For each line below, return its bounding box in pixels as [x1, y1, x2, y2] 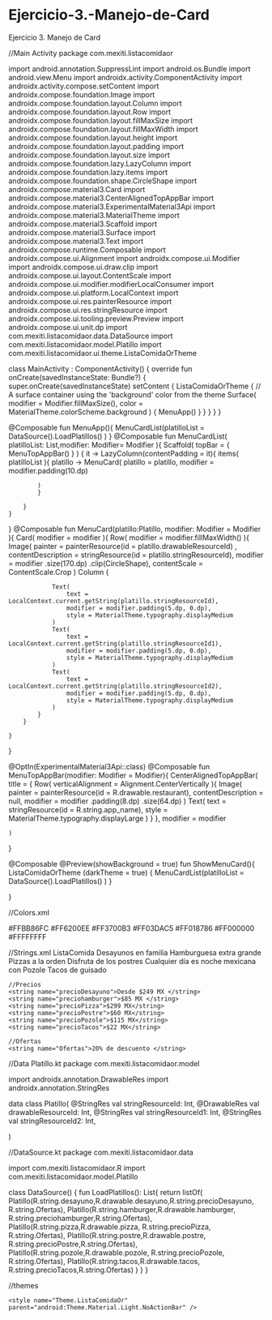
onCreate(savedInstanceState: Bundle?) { [8, 372, 147, 382]
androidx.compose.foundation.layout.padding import [8, 141, 185, 151]
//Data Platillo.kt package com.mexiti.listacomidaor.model [8, 1058, 200, 1068]
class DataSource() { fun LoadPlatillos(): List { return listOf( [8, 1187, 203, 1197]
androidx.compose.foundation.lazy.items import [8, 167, 168, 177]
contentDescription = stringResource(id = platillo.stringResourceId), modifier [8, 550, 264, 559]
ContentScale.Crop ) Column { [8, 567, 109, 576]
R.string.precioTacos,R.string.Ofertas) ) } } [8, 1265, 148, 1275]
